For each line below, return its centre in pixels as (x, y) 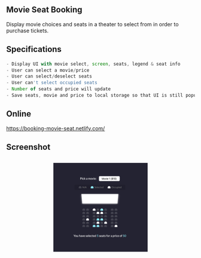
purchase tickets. (28, 30)
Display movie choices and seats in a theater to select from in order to (92, 24)
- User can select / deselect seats (49, 76)
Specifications (34, 49)
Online (19, 114)
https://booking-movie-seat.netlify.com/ (56, 128)
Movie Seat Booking (44, 10)
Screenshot (28, 147)
